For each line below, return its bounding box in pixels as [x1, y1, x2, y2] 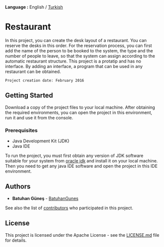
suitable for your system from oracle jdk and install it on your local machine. [5, 158, 158, 164]
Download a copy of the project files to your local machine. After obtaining [5, 104, 155, 110]
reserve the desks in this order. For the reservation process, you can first [5, 43, 152, 48]
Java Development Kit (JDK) [12, 138, 70, 144]
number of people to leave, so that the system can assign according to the [5, 53, 155, 59]
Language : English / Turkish [5, 4, 63, 10]
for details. [5, 237, 27, 243]
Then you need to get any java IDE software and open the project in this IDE [5, 163, 158, 169]
